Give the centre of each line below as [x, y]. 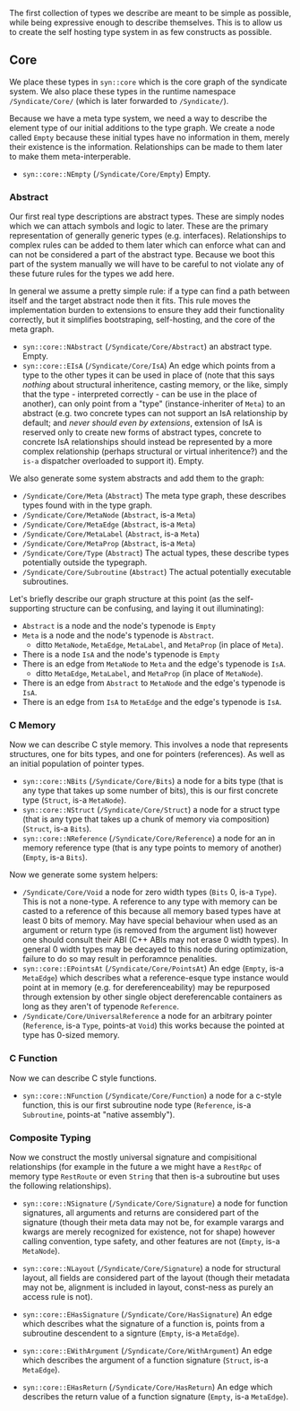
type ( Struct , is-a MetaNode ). [74, 800]
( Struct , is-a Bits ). [57, 829]
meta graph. [32, 329]
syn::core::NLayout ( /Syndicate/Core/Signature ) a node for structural [151, 1268]
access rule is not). [57, 1297]
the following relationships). [60, 1186]
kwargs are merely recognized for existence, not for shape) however [149, 1232]
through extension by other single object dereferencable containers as [152, 997]
